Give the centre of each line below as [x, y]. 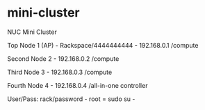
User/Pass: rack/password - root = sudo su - [71, 99]
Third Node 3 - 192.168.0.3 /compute [60, 72]
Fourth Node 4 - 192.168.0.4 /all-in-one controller [77, 85]
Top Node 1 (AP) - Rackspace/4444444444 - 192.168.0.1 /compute [103, 45]
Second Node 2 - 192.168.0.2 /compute [63, 58]
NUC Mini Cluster [32, 32]
